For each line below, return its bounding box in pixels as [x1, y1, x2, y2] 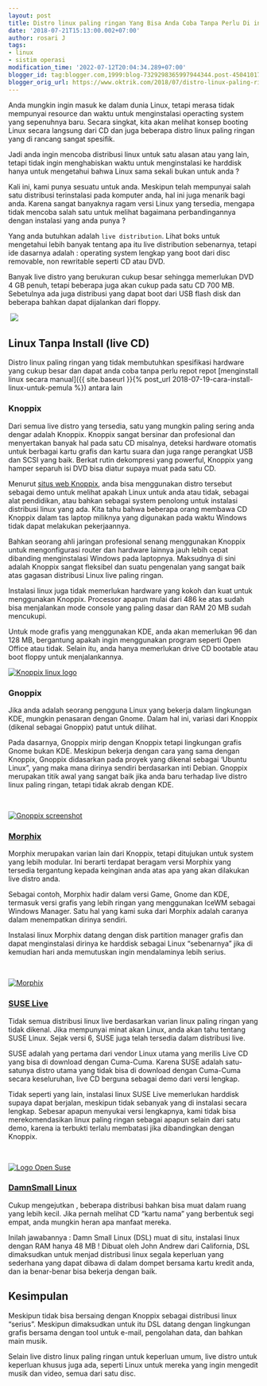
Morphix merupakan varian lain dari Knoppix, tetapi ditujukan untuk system [8, 849, 254, 858]
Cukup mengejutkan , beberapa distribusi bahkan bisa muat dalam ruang [8, 1200, 246, 1210]
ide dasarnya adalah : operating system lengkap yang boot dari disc [8, 248, 230, 257]
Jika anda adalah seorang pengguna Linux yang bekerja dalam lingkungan [8, 705, 252, 715]
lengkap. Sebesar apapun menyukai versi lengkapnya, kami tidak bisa [8, 1106, 237, 1115]
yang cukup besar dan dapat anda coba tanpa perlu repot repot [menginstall [8, 366, 259, 376]
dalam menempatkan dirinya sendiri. [8, 915, 127, 924]
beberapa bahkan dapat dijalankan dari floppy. [8, 297, 161, 306]
